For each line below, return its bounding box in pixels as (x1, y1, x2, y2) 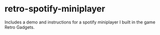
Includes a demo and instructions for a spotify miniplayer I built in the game (4, 19, 156, 25)
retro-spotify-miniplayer (4, 3, 106, 14)
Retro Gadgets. (4, 24, 35, 30)
